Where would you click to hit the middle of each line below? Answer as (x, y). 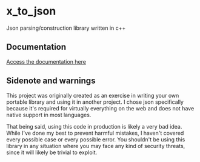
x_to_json (31, 11)
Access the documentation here (46, 61)
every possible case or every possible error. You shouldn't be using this (96, 139)
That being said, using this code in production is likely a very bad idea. (94, 126)
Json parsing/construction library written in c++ (66, 28)
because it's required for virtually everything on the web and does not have (100, 108)
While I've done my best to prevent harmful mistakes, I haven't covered (95, 133)
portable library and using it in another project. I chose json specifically (95, 102)
